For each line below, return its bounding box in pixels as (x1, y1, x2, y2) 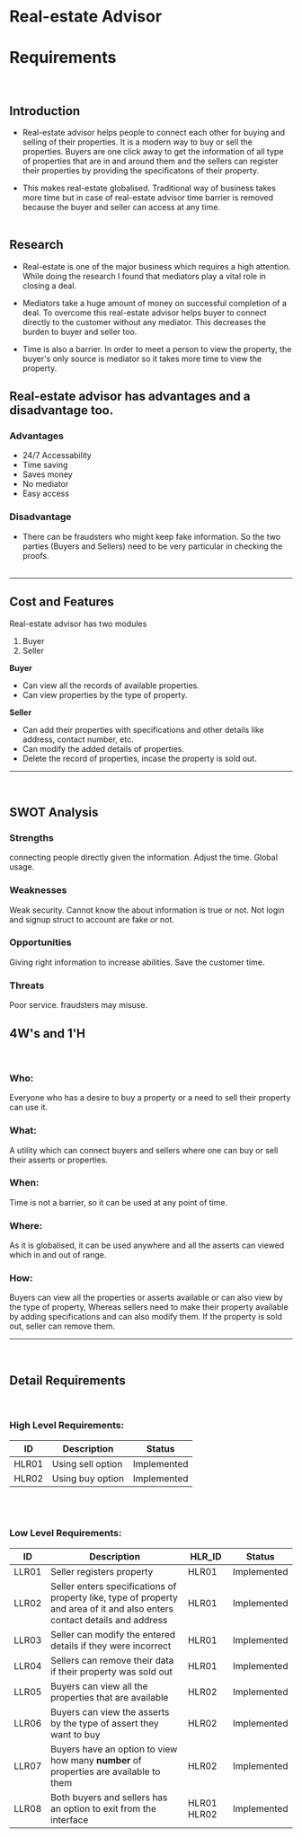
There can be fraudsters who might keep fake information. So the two (22, 531, 281, 542)
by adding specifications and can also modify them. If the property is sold (9, 1312, 283, 1322)
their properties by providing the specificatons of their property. (22, 164, 259, 176)
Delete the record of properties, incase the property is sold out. (22, 753, 258, 764)
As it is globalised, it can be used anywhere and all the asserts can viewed (9, 1240, 285, 1250)
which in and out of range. (9, 1250, 107, 1260)
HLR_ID (190, 1550, 222, 1562)
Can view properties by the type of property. (22, 689, 188, 700)
